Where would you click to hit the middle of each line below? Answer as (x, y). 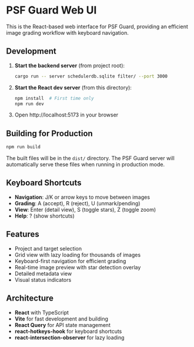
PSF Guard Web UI (51, 10)
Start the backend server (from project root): (70, 65)
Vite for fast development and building (61, 319)
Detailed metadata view (43, 273)
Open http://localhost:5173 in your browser (66, 115)
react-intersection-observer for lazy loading (69, 337)
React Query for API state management (62, 325)
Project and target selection (48, 248)
